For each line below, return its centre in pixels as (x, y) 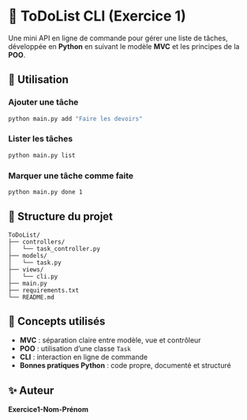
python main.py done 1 (45, 192)
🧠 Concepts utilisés (57, 322)
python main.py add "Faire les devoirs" (76, 119)
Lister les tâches (41, 139)
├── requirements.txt (44, 290)
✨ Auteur (31, 390)
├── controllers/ (37, 242)
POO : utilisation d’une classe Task (75, 349)
